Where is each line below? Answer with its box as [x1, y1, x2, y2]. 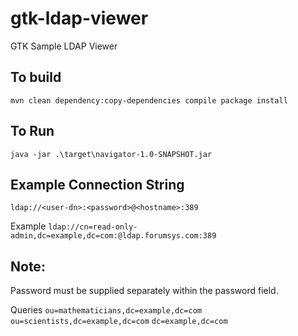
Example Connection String [10, 176, 185, 193]
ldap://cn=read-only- [48, 222, 138, 232]
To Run [10, 123, 55, 140]
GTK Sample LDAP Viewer [10, 40, 118, 52]
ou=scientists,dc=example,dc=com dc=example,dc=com [10, 317, 228, 327]
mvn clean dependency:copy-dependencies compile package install [10, 95, 288, 106]
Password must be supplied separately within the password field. [10, 285, 279, 297]
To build [10, 69, 62, 86]
